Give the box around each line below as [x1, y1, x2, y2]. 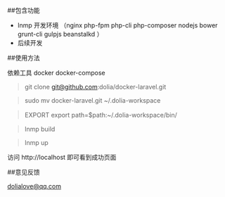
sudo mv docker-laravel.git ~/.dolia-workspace [24, 96, 161, 104]
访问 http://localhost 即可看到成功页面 [7, 153, 117, 161]
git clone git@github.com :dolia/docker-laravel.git [24, 83, 167, 91]
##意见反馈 [7, 168, 40, 176]
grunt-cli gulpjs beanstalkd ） [17, 30, 103, 38]
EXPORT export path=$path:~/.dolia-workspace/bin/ [24, 111, 178, 119]
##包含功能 [7, 6, 40, 14]
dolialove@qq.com [7, 182, 62, 190]
